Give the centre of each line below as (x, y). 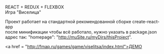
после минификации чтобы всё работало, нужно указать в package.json (81, 32)
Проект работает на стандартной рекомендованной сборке (68, 22)
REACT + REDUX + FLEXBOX (34, 7)
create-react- (146, 22)
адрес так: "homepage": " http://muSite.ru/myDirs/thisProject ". (68, 37)
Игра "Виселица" (23, 12)
